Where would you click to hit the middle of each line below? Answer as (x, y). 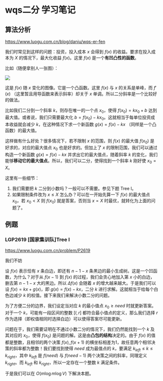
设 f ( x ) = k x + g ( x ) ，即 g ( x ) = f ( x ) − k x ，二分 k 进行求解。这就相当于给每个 (80, 289)
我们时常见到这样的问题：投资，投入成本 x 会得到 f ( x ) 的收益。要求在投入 (78, 52)
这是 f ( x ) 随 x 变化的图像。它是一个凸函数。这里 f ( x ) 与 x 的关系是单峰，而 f (80, 88)
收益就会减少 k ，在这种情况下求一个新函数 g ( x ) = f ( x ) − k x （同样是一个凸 (83, 124)
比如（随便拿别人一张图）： (32, 68)
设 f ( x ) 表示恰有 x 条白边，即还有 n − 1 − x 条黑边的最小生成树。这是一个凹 (79, 271)
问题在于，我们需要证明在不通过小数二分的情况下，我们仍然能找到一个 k (77, 329)
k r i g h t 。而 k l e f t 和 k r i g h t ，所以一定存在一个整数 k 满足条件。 (64, 363)
